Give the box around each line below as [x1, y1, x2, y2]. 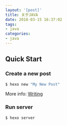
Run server [5, 104, 33, 111]
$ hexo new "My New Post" [5, 82, 60, 87]
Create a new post [5, 70, 51, 77]
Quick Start [5, 55, 42, 64]
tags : [5, 21, 17, 27]
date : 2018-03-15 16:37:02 [5, 17, 62, 22]
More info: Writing [5, 91, 43, 97]
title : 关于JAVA [5, 12, 38, 17]
